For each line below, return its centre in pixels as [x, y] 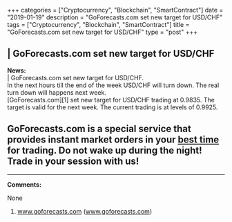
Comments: [25, 184]
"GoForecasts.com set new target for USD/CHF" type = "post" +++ [103, 32]
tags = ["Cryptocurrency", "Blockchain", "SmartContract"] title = [98, 25]
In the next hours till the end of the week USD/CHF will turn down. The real [113, 85]
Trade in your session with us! [73, 161]
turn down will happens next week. [57, 92]
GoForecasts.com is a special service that [99, 129]
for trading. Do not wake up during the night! [105, 150]
